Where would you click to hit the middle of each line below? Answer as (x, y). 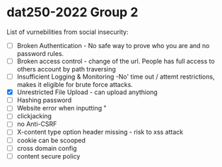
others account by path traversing (66, 69)
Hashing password (44, 100)
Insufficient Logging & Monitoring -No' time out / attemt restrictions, (116, 77)
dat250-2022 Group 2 (72, 12)
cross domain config (47, 148)
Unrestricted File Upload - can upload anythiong (87, 92)
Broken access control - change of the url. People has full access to (116, 61)
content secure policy (48, 156)
